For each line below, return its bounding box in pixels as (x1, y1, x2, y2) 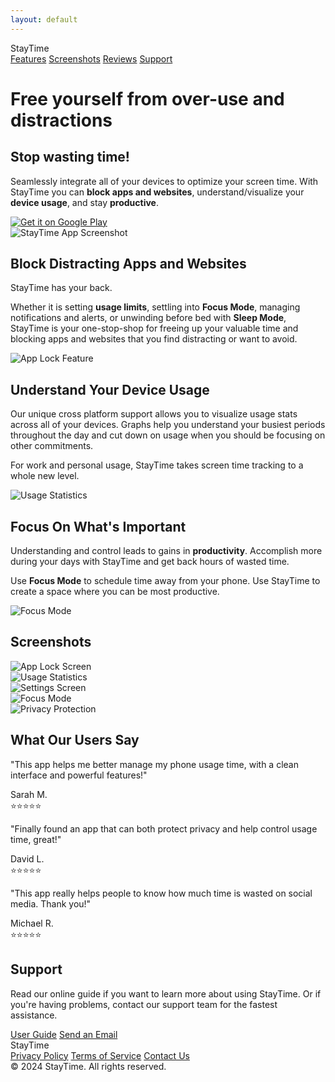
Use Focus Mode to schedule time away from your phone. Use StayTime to (10, 575, 321, 587)
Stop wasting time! (10, 149, 130, 166)
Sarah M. (10, 788, 48, 800)
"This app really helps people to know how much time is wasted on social (10, 887, 313, 899)
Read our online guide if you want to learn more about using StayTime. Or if (10, 987, 322, 1000)
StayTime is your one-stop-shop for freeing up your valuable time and (10, 322, 299, 335)
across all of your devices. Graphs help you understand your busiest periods (10, 419, 326, 431)
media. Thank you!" (10, 897, 92, 910)
